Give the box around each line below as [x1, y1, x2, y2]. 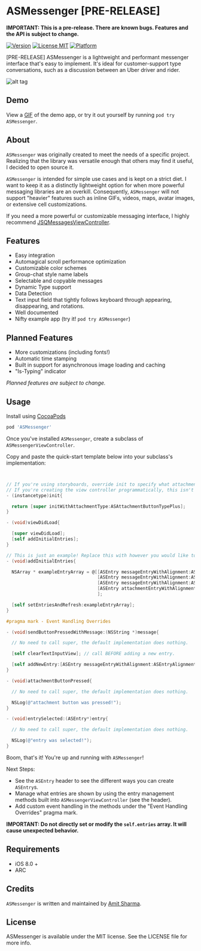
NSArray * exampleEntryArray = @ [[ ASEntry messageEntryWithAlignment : [11, 569, 191, 575]
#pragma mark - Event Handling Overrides [6, 618, 111, 624]
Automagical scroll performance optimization [14, 258, 126, 265]
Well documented [14, 309, 59, 316]
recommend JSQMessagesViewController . [6, 219, 111, 226]
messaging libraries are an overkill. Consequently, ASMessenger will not [6, 187, 179, 195]
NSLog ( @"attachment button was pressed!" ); [11, 699, 121, 705]
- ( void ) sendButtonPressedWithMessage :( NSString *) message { [6, 629, 160, 635]
